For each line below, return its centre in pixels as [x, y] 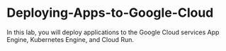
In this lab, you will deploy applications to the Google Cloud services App [113, 32]
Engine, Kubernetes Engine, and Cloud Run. [70, 39]
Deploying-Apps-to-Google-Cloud [110, 13]
